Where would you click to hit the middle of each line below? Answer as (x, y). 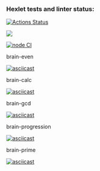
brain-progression (29, 127)
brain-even (20, 57)
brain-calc (19, 80)
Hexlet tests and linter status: (50, 9)
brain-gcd (19, 104)
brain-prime (21, 150)
